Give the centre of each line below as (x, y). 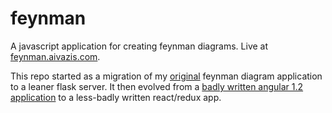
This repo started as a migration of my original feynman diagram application (166, 76)
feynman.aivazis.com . (55, 56)
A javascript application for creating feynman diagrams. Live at (139, 46)
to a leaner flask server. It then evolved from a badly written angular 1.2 (157, 86)
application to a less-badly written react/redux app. (116, 97)
